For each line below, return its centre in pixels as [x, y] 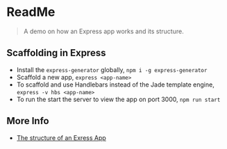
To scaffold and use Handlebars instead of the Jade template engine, [115, 85]
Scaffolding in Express [56, 53]
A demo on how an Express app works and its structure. [104, 31]
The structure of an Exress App [61, 138]
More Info [28, 121]
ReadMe [31, 12]
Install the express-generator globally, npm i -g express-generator [112, 69]
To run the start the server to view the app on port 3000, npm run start [118, 99]
